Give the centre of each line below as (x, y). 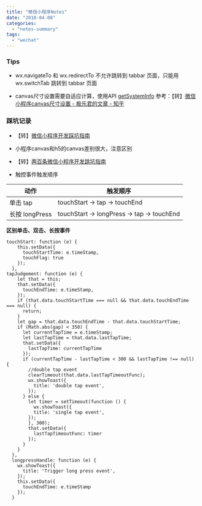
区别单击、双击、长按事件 (38, 230)
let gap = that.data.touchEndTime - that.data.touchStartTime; (99, 322)
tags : (13, 35)
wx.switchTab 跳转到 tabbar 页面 (56, 83)
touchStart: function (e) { (42, 242)
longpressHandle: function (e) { (54, 460)
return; (32, 311)
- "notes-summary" (35, 29)
